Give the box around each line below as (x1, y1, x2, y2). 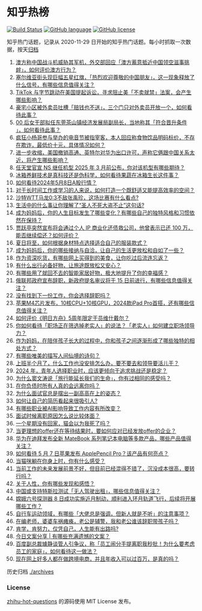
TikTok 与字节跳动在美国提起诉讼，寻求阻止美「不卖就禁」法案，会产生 (15, 88, 192, 96)
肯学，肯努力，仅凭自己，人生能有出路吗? (15, 525, 119, 532)
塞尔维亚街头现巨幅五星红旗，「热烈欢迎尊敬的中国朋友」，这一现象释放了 (15, 73, 195, 81)
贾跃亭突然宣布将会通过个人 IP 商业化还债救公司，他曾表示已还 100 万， (15, 224, 194, 231)
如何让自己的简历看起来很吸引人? (15, 397, 98, 404)
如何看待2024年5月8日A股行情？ (15, 179, 97, 186)
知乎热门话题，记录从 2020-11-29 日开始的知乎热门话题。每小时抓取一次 (7, 38, 186, 45)
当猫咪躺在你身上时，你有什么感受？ (15, 457, 106, 464)
